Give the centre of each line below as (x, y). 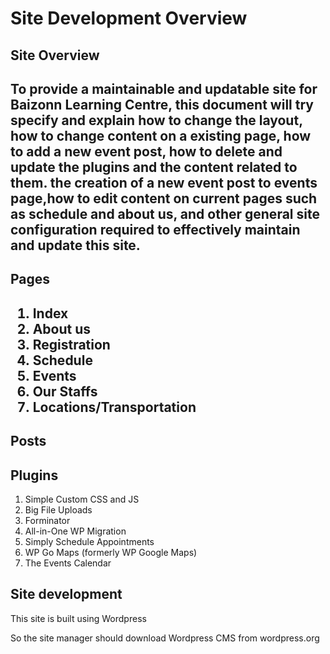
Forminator (47, 520)
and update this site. (75, 245)
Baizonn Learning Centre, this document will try (162, 104)
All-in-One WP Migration (75, 531)
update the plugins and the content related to (154, 167)
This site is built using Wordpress (78, 618)
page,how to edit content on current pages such (164, 198)
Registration (71, 344)
